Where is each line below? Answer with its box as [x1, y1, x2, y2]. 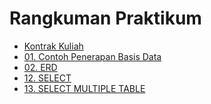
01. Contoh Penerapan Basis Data [23, 50, 162, 62]
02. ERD [23, 61, 58, 73]
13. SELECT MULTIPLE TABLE [23, 82, 146, 94]
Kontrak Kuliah [23, 40, 84, 52]
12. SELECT [23, 72, 72, 84]
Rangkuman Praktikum [9, 7, 202, 30]
